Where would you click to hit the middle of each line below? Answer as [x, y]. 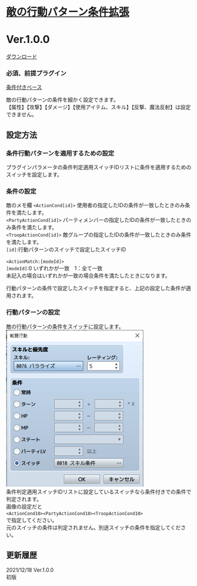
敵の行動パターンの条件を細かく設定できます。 [62, 100]
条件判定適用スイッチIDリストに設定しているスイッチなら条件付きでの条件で [99, 492]
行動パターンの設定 [33, 312]
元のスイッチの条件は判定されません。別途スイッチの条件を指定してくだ [94, 527]
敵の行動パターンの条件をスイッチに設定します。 [65, 326]
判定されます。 [24, 499]
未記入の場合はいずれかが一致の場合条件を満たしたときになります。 [88, 276]
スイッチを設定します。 [34, 175]
